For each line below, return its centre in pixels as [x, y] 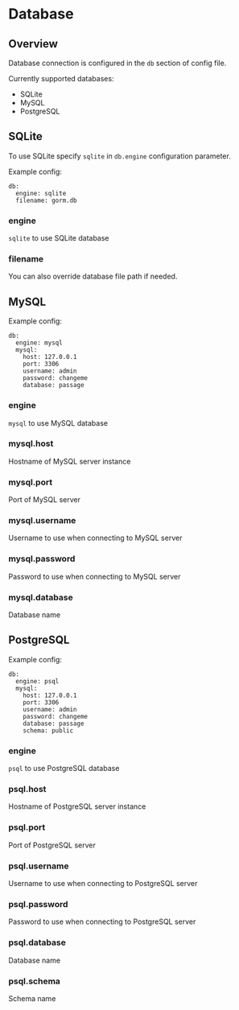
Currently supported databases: [61, 78]
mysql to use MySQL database [58, 423]
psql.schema [34, 981]
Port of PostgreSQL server [52, 845]
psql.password [38, 904]
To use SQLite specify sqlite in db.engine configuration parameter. [119, 156]
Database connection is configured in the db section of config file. [117, 63]
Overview [33, 44]
